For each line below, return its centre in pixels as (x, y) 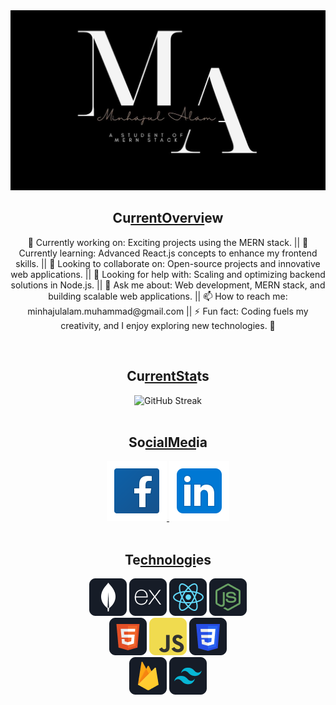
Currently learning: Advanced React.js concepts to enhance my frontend (168, 253)
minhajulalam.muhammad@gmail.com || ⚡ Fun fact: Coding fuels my (168, 311)
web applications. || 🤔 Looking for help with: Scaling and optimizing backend (168, 274)
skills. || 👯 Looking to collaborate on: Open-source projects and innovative (168, 263)
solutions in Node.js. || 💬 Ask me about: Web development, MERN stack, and (168, 285)
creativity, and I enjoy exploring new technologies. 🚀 (168, 325)
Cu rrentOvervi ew (168, 218)
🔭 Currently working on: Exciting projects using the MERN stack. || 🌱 (168, 242)
